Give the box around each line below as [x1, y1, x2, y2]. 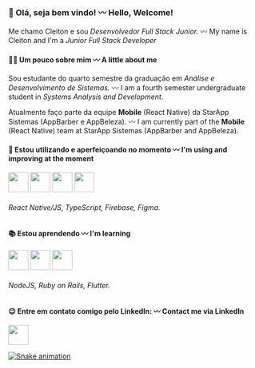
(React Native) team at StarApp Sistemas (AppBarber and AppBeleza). [8, 125, 239, 135]
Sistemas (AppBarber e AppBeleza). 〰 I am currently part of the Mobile [8, 117, 245, 126]
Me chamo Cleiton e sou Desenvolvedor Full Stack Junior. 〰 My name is [8, 26, 248, 37]
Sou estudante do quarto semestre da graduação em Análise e [8, 73, 215, 83]
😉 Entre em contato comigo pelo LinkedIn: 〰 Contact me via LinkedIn [8, 306, 245, 316]
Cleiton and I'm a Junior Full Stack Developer [8, 36, 157, 46]
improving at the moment [8, 154, 94, 164]
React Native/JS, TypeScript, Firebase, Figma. [8, 203, 161, 212]
